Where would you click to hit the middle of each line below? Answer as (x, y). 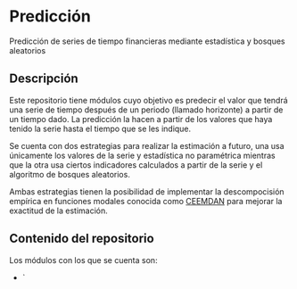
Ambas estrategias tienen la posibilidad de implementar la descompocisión (147, 191)
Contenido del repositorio (82, 239)
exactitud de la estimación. (59, 211)
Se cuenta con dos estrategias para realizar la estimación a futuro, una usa (147, 145)
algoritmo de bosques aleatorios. (70, 174)
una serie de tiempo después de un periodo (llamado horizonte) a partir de (146, 110)
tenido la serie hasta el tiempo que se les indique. (100, 128)
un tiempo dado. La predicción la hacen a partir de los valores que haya (141, 119)
